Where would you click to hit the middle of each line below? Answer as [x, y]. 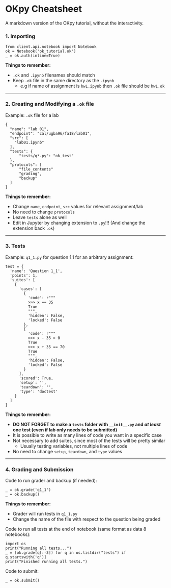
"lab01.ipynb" [29, 142]
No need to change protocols [44, 212]
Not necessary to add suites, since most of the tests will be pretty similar [89, 440]
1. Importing [20, 36]
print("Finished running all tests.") [46, 562]
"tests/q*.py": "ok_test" [46, 156]
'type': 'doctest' [38, 391]
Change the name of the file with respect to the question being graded [87, 519]
